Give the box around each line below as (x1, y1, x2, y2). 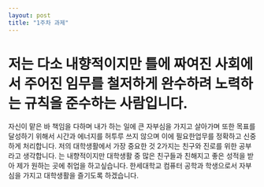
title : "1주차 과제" (8, 19, 69, 27)
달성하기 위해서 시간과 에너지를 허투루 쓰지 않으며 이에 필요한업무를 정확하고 (8, 131, 242, 141)
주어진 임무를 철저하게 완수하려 (24, 75, 212, 93)
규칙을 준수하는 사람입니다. (24, 94, 188, 112)
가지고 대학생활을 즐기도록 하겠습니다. (22, 170, 139, 181)
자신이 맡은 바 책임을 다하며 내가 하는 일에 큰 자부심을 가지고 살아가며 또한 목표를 (8, 122, 256, 131)
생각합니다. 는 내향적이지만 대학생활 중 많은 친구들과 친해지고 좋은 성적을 (22, 151, 246, 161)
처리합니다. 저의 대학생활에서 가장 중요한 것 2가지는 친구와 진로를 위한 (22, 141, 238, 151)
